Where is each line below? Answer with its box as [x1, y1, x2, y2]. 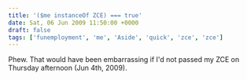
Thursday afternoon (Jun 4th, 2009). [8, 64, 127, 73]
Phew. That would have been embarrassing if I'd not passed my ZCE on [8, 55, 240, 64]
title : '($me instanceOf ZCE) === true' [8, 11, 143, 20]
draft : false [8, 26, 51, 34]
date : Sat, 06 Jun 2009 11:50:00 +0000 [8, 19, 139, 27]
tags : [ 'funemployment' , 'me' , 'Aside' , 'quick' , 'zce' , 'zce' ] [8, 33, 223, 42]
